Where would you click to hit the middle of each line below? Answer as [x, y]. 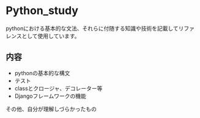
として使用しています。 [51, 36]
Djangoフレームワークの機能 [50, 96]
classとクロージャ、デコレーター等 [58, 88]
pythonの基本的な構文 [42, 73]
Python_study [42, 11]
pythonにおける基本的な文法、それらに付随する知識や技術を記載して [92, 28]
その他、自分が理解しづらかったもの [51, 109]
